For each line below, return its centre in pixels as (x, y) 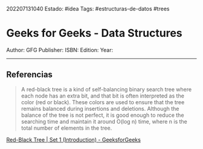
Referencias (30, 75)
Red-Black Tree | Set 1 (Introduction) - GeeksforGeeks (73, 139)
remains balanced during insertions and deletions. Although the (100, 108)
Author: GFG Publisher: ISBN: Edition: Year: (60, 50)
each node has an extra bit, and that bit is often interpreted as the (102, 96)
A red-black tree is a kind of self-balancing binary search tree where (106, 89)
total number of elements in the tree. (66, 128)
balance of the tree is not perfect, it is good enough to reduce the (102, 115)
